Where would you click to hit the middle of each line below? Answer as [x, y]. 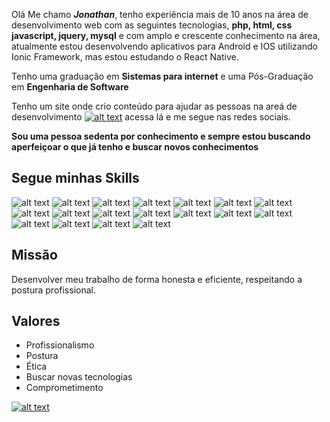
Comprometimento [64, 388]
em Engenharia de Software [70, 87]
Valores [36, 321]
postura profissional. [53, 290]
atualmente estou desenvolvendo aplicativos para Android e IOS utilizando [164, 46]
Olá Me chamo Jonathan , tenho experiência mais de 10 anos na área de [160, 14]
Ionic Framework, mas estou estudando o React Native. [125, 57]
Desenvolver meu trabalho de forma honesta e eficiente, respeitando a [157, 279]
